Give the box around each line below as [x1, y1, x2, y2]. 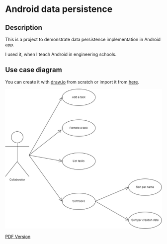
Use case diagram [5, 66, 62, 74]
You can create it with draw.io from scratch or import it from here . [5, 79, 140, 85]
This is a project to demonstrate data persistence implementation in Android [5, 36, 161, 42]
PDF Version [5, 234, 31, 240]
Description [5, 23, 42, 32]
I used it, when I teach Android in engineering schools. [5, 51, 117, 57]
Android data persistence [5, 3, 113, 15]
